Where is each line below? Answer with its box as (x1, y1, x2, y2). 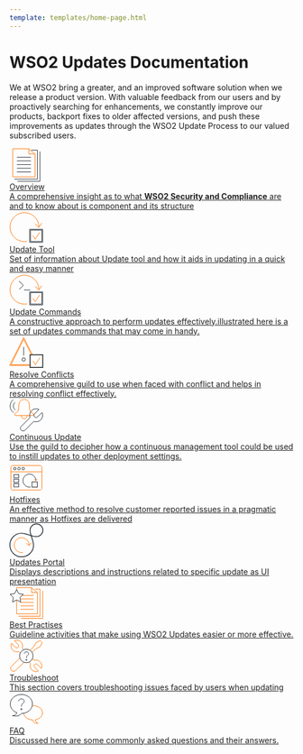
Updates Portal (9, 556, 66, 567)
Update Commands (9, 306, 82, 317)
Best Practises (9, 619, 63, 630)
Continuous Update (9, 431, 82, 442)
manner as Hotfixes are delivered (9, 513, 133, 524)
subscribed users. (9, 130, 77, 141)
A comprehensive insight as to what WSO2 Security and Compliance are (9, 190, 282, 201)
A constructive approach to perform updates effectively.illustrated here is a (9, 316, 289, 326)
